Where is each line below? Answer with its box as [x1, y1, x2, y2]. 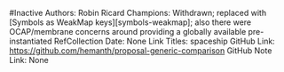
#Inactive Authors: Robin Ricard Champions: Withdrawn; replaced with [9, 8, 267, 18]
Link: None [9, 55, 49, 65]
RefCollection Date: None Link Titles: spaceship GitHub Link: [53, 36, 275, 46]
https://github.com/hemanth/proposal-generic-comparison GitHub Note [9, 45, 272, 56]
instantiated [9, 36, 52, 46]
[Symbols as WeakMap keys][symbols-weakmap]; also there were [9, 17, 252, 28]
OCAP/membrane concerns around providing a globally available [9, 27, 247, 36]
